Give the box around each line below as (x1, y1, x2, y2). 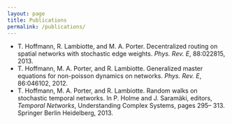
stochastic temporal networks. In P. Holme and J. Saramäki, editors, (17, 94, 213, 102)
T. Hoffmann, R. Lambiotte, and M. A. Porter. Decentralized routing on (17, 42, 218, 51)
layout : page (7, 10, 45, 17)
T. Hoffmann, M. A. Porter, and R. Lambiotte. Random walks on (17, 86, 198, 95)
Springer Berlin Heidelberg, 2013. (17, 109, 114, 117)
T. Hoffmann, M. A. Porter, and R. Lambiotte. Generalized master (17, 64, 203, 73)
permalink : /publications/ (7, 23, 86, 30)
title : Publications (7, 17, 68, 24)
